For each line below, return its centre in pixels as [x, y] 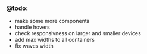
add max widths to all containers [55, 40]
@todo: [17, 8]
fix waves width [34, 46]
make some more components [52, 21]
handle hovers [32, 27]
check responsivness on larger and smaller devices [78, 33]
